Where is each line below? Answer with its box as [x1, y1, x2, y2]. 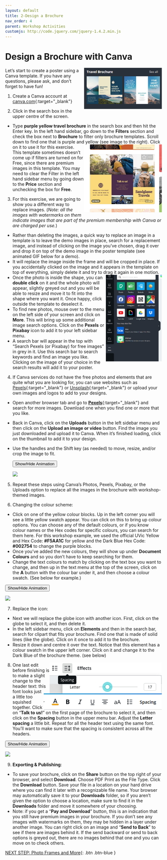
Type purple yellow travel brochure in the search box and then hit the [12, 123, 156, 129]
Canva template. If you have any [5, 73, 71, 79]
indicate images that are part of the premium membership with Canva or [12, 217, 162, 224]
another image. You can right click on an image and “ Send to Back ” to [12, 824, 156, 830]
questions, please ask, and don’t [5, 78, 72, 84]
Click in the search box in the [12, 108, 72, 114]
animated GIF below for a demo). [12, 253, 80, 259]
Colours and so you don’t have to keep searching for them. [12, 554, 134, 560]
